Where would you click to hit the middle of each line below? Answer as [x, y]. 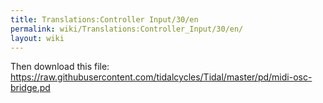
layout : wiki [37, 38]
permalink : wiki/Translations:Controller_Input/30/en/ [127, 29]
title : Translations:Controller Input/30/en [104, 19]
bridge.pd [30, 88]
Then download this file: [60, 67]
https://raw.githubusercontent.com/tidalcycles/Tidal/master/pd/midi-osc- [161, 77]
